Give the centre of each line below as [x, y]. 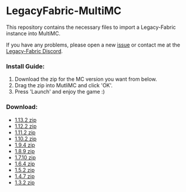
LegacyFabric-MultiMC [64, 11]
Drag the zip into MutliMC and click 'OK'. [64, 85]
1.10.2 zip [26, 138]
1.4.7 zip [25, 176]
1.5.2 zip [25, 170]
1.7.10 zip [25, 157]
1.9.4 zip [25, 145]
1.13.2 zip [26, 120]
